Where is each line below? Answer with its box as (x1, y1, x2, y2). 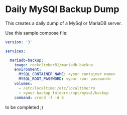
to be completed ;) (5, 104, 44, 110)
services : (5, 49, 26, 54)
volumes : (14, 81, 33, 86)
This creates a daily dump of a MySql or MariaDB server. (5, 20, 122, 26)
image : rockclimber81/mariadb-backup (14, 62, 93, 67)
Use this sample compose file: (5, 30, 68, 36)
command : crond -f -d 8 (14, 95, 64, 100)
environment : (14, 67, 42, 72)
